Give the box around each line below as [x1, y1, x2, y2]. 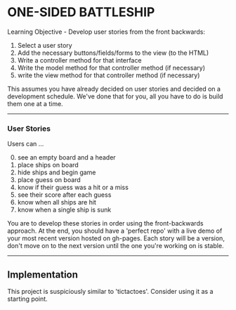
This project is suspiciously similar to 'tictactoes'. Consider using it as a [7, 288, 214, 296]
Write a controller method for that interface [17, 56, 142, 64]
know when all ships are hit [17, 198, 97, 207]
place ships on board [17, 161, 79, 169]
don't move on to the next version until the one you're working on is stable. [7, 242, 224, 250]
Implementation [7, 269, 79, 280]
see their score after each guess [17, 190, 112, 199]
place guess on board [17, 176, 81, 184]
